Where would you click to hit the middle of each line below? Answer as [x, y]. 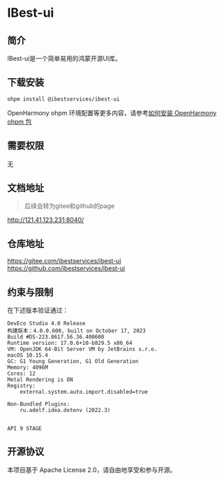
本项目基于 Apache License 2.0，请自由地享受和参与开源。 [92, 470]
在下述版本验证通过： [38, 310]
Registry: [22, 386]
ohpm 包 [20, 121]
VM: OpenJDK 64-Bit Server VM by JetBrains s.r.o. [82, 349]
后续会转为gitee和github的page [69, 206]
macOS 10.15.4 [28, 355]
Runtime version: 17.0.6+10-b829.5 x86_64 [70, 343]
